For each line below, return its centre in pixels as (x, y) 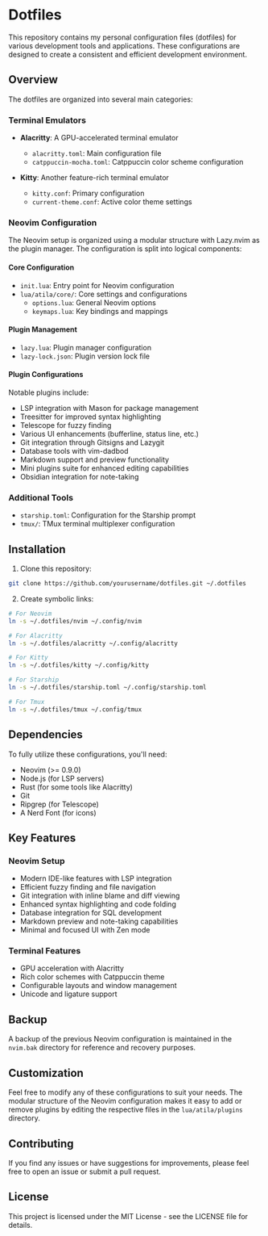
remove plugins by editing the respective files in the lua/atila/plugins (126, 1110)
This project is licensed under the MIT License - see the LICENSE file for (128, 1216)
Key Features (42, 838)
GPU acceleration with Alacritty (72, 968)
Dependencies (45, 735)
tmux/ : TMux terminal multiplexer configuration (97, 524)
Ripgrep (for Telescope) (59, 804)
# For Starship (34, 680)
